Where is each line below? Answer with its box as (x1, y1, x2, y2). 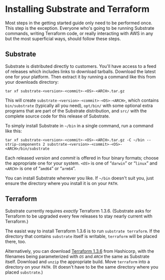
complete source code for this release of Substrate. (5, 113, 110, 119)
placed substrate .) (5, 269, 43, 275)
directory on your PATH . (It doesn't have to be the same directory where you (5, 264, 159, 270)
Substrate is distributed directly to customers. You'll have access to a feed (5, 63, 157, 69)
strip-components (5, 142, 41, 147)
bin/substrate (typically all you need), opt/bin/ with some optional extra (5, 103, 153, 109)
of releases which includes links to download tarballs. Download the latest (5, 68, 156, 74)
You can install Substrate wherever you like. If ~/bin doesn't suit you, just (5, 175, 154, 181)
